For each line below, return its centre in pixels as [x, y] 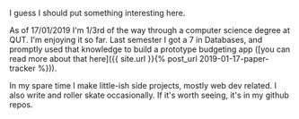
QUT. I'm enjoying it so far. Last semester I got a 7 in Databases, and [136, 40]
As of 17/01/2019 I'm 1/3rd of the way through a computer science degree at [149, 30]
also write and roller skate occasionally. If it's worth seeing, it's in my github [149, 95]
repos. [21, 105]
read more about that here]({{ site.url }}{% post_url [103, 59]
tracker [22, 68]
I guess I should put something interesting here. [97, 13]
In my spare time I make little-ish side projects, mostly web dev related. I [143, 85]
